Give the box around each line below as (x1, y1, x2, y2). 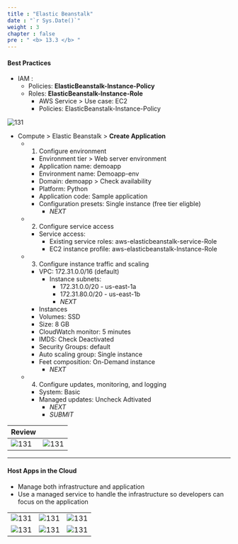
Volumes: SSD (38, 312, 81, 321)
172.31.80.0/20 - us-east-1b (59, 290, 140, 298)
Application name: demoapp (38, 162, 122, 171)
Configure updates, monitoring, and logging (38, 380, 166, 389)
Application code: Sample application (38, 192, 148, 200)
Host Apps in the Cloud (7, 466, 77, 475)
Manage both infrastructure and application (17, 482, 145, 491)
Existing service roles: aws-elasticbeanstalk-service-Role (49, 237, 217, 246)
